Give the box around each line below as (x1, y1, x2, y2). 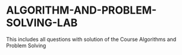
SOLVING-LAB (6, 16, 78, 30)
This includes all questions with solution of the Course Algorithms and (6, 35, 177, 43)
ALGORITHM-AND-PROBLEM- (6, 4, 157, 17)
